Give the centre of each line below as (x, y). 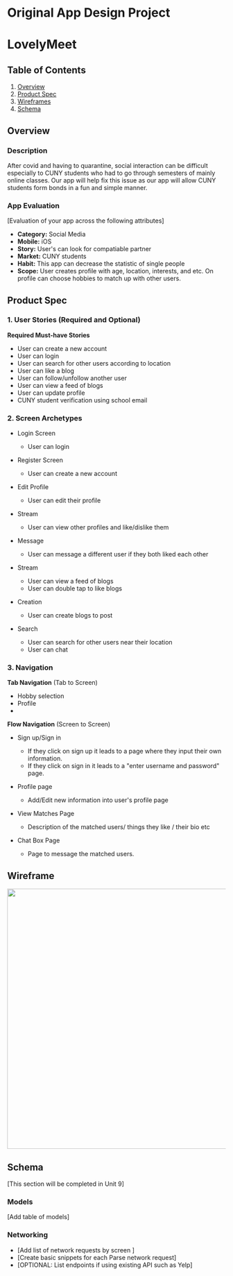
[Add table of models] (38, 1217)
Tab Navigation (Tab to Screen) (53, 683)
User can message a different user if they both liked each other (118, 554)
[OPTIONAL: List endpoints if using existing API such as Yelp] (105, 1265)
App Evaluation (34, 205)
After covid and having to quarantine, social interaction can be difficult (107, 165)
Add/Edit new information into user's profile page (98, 800)
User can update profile (51, 393)
